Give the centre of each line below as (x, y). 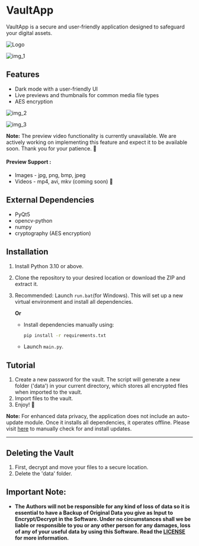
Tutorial (21, 365)
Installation (27, 252)
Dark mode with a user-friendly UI (56, 89)
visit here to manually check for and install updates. (69, 429)
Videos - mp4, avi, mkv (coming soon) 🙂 (64, 181)
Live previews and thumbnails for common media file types (87, 95)
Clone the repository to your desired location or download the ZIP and (100, 277)
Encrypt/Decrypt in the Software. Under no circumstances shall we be (103, 519)
